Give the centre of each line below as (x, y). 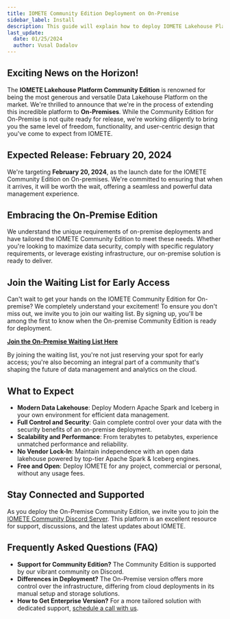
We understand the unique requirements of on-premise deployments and (110, 232)
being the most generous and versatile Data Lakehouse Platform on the (107, 97)
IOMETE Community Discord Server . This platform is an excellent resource (112, 519)
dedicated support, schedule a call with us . (78, 608)
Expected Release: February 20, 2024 (90, 155)
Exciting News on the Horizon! (73, 73)
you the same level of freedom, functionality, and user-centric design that (111, 126)
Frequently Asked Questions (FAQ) (83, 548)
